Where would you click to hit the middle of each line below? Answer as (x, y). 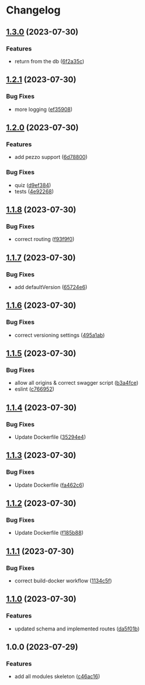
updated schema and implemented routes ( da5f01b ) (77, 629)
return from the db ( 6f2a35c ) (49, 61)
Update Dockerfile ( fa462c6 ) (49, 485)
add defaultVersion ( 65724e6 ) (51, 287)
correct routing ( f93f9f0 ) (44, 239)
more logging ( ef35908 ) (44, 109)
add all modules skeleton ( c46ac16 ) (57, 676)
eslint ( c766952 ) (34, 389)
